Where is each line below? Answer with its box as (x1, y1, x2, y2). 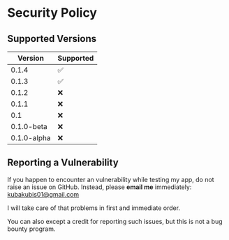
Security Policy (7, 5, 98, 21)
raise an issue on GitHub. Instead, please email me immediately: (7, 183, 192, 191)
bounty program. (7, 225, 56, 233)
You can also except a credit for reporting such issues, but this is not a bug (7, 217, 223, 225)
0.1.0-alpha (10, 133, 51, 142)
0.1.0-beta (10, 122, 47, 131)
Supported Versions (7, 33, 96, 45)
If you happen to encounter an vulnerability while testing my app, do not (7, 175, 214, 183)
